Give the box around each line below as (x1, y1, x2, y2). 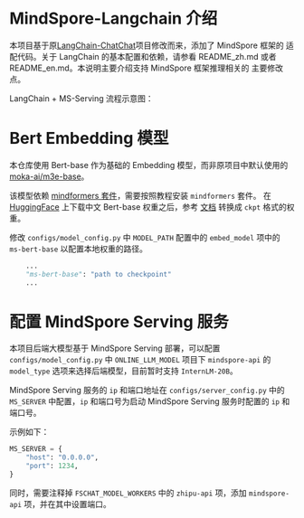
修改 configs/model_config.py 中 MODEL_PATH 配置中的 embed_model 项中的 (9, 231, 280, 242)
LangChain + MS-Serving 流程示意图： (9, 92, 154, 104)
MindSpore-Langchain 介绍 (9, 8, 218, 29)
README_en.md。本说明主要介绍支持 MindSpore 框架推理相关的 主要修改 (9, 62, 283, 73)
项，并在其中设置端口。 (24, 498, 111, 509)
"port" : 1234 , (25, 462, 79, 471)
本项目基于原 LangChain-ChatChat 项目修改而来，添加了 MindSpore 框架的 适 (9, 40, 294, 51)
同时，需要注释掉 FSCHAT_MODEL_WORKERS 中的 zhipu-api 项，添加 (9, 487, 247, 498)
